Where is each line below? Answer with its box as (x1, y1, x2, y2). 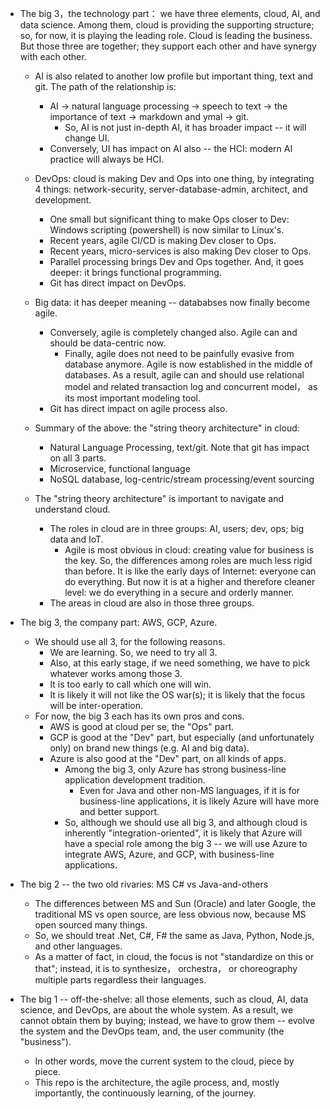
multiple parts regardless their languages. (34, 974, 207, 986)
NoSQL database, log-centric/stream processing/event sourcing (49, 473, 315, 485)
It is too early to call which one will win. (49, 678, 212, 690)
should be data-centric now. (49, 337, 167, 349)
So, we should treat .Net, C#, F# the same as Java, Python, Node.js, (34, 930, 315, 941)
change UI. (64, 132, 110, 144)
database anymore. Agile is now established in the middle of (64, 358, 313, 370)
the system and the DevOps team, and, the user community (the (19, 1025, 285, 1037)
